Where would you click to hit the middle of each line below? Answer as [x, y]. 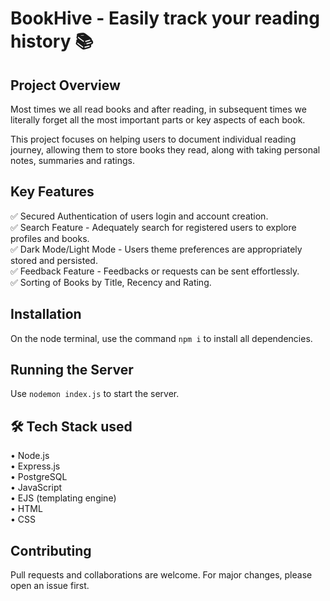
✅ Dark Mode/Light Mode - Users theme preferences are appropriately [156, 249]
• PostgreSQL [39, 477]
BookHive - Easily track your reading [165, 18]
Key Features [52, 192]
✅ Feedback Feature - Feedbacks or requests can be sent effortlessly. [155, 271]
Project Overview [65, 85]
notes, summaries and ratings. [73, 160]
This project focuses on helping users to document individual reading [153, 139]
